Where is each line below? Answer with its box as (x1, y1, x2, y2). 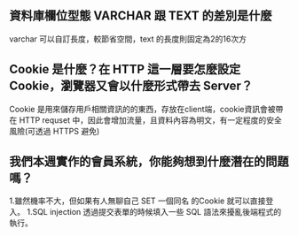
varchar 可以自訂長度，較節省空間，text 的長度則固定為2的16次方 (9, 34, 247, 44)
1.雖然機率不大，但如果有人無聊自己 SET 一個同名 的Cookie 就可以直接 (9, 195, 266, 206)
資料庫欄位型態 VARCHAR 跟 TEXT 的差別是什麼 (9, 8, 272, 24)
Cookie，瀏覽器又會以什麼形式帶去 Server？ (9, 79, 254, 94)
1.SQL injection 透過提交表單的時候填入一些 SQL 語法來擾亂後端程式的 (26, 207, 282, 217)
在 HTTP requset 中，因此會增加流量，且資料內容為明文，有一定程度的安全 (9, 114, 282, 126)
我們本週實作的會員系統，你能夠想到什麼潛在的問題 (9, 154, 289, 170)
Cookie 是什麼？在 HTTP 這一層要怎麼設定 (9, 62, 241, 77)
